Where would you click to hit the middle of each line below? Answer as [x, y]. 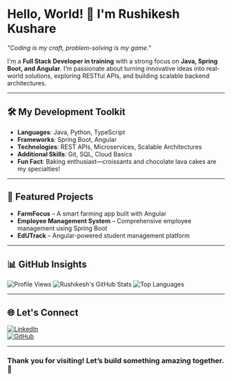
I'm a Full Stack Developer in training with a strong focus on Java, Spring [113, 61]
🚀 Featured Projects [50, 197]
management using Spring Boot [62, 228]
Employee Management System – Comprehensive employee [104, 220]
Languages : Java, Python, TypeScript [71, 132]
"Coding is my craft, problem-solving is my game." [79, 48]
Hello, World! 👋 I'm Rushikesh [94, 14]
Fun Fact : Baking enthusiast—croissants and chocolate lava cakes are [117, 161]
